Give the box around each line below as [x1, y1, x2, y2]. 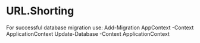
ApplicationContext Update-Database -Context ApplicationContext [6, 30, 170, 37]
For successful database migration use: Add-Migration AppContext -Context [6, 24, 194, 31]
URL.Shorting [6, 4, 74, 18]
